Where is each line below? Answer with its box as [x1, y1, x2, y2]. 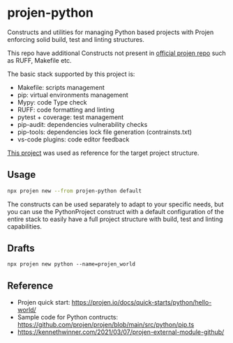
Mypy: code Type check [17, 98, 87, 106]
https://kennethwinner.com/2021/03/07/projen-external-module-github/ [17, 328, 225, 336]
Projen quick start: [17, 298, 70, 307]
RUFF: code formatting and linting [17, 105, 115, 114]
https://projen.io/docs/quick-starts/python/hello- [71, 298, 212, 307]
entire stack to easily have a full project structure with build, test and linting [7, 215, 223, 223]
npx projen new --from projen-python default [7, 187, 142, 195]
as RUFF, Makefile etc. [7, 56, 72, 64]
